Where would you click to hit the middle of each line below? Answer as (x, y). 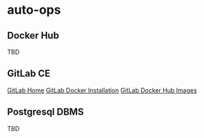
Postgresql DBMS (45, 112)
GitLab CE (29, 73)
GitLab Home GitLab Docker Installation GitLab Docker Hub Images (102, 90)
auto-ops (34, 10)
